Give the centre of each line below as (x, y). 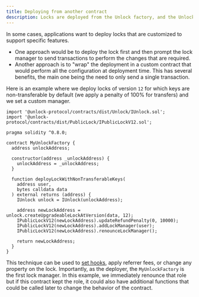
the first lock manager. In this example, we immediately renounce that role (96, 275)
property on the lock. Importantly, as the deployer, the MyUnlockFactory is (95, 269)
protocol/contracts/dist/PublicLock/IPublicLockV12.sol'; (79, 122)
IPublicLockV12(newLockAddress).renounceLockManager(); (87, 231)
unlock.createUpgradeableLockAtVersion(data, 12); (70, 215)
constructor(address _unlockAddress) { (61, 158)
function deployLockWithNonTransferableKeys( (69, 179)
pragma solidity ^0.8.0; (37, 133)
